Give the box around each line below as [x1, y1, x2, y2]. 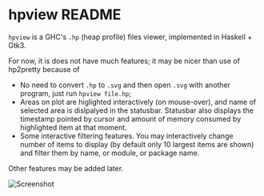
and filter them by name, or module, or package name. [19, 148, 200, 158]
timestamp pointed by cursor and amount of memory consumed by [19, 114, 242, 123]
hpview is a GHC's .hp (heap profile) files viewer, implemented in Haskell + [8, 32, 253, 42]
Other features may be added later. [8, 163, 124, 173]
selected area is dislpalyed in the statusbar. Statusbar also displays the [19, 106, 254, 115]
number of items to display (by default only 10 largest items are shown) [19, 139, 254, 149]
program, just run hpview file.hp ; [19, 88, 132, 98]
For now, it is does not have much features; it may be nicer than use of [8, 56, 240, 66]
